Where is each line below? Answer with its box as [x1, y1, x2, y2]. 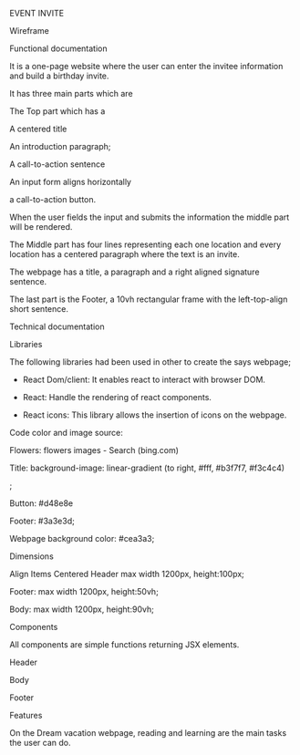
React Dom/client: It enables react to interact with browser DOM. [22, 374, 266, 385]
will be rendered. [9, 222, 73, 232]
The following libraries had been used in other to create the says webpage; [9, 357, 292, 367]
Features [9, 710, 43, 720]
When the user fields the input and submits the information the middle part [9, 212, 290, 222]
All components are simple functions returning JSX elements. [9, 639, 240, 650]
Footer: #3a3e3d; [9, 515, 75, 526]
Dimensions [9, 551, 55, 562]
